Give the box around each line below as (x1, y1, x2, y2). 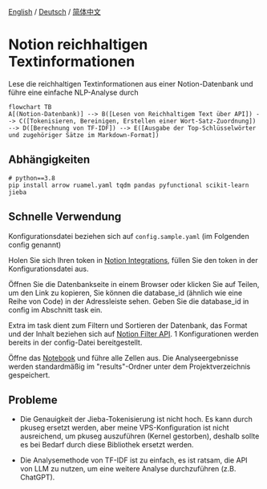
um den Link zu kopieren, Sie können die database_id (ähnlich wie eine (8, 288, 243, 297)
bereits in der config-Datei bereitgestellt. (8, 337, 143, 347)
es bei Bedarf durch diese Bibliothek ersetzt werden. (19, 440, 194, 450)
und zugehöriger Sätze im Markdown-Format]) (8, 131, 160, 139)
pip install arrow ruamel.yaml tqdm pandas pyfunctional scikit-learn (8, 181, 249, 189)
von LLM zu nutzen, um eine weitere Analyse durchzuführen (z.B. (19, 464, 237, 474)
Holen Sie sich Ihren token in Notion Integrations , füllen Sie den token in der (8, 255, 258, 265)
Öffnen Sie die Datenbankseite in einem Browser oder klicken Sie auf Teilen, (8, 279, 260, 289)
